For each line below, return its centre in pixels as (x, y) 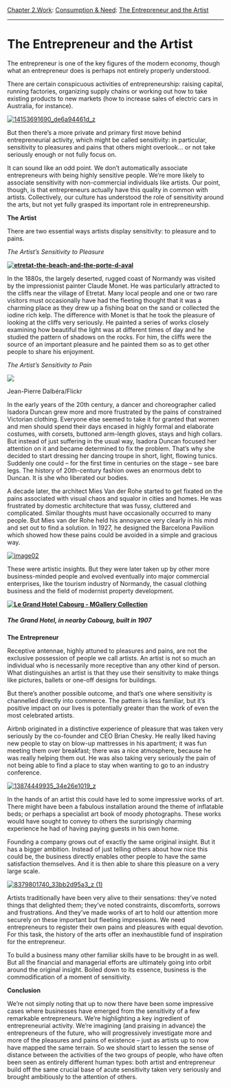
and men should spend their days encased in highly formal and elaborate (111, 426)
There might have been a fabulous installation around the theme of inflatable (115, 806)
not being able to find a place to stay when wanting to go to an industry (108, 765)
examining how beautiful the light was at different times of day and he (106, 329)
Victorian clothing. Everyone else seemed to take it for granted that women (113, 419)
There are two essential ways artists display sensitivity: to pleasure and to (112, 231)
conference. (24, 772)
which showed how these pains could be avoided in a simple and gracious (112, 535)
